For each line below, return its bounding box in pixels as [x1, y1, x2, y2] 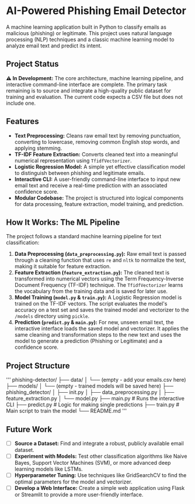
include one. [6, 100, 36, 107]
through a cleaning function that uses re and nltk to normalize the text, [14, 256, 186, 264]
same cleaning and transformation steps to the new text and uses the [14, 331, 182, 338]
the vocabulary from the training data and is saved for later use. [14, 288, 168, 295]
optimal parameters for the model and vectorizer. [14, 478, 133, 485]
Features [6, 116, 39, 126]
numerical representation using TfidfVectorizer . [14, 157, 133, 164]
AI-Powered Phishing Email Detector [6, 4, 187, 18]
